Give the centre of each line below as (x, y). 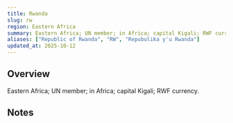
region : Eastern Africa (42, 26)
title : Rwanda (28, 14)
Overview (29, 74)
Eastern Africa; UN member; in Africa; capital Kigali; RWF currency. (103, 90)
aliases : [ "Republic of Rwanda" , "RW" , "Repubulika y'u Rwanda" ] (103, 40)
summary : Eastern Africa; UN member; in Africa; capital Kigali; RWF (110, 33)
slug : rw (20, 20)
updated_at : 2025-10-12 (42, 46)
